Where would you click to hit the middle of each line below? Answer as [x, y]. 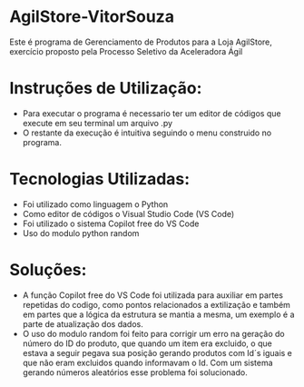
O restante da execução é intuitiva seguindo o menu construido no [147, 133]
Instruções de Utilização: [106, 89]
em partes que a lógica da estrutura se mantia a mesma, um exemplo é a [158, 314]
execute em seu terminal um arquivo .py [98, 123]
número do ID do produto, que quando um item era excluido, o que [147, 343]
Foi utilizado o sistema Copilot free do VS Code [111, 223]
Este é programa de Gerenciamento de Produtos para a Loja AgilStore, [141, 42]
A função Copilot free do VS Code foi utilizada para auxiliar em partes [153, 295]
